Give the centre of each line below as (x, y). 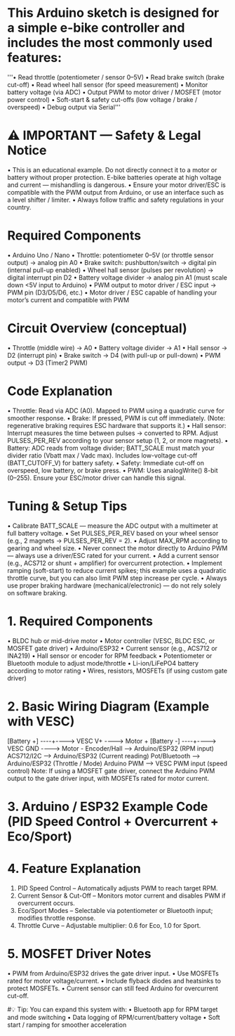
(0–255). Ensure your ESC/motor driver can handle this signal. (97, 478)
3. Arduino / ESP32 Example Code (108, 807)
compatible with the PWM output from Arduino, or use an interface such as (116, 192)
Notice (27, 151)
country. (19, 207)
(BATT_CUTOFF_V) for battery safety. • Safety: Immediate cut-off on (106, 462)
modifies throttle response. (56, 918)
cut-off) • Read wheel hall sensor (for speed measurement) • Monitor (108, 84)
